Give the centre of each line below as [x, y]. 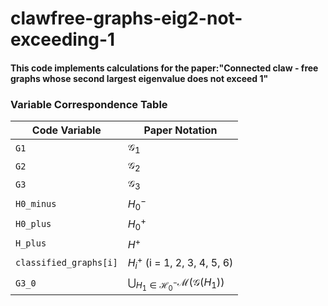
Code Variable [66, 130]
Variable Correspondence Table [89, 104]
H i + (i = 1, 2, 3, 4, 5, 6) [180, 263]
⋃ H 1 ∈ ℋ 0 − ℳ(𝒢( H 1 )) [176, 284]
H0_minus [36, 203]
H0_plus [33, 224]
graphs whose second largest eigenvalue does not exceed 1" [139, 78]
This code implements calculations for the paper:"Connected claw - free [164, 68]
